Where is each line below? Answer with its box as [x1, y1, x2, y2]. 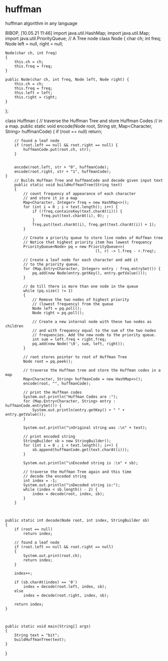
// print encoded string [23, 434, 75, 439]
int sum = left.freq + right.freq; [32, 337, 107, 342]
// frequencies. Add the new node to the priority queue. [32, 332, 156, 338]
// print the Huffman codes [23, 390, 82, 395]
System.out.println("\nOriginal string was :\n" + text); [23, 425, 147, 430]
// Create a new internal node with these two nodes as [32, 319, 152, 324]
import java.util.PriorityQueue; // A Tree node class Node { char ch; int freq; [5, 35, 161, 41]
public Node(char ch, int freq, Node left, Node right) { [5, 77, 129, 82]
